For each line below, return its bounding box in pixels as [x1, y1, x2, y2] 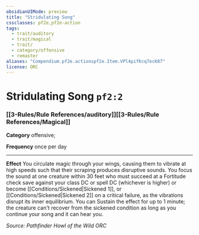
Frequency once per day [6, 143, 67, 150]
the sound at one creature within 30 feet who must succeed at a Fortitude [6, 173, 186, 180]
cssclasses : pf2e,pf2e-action [6, 20, 81, 26]
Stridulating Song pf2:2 [6, 90, 123, 103]
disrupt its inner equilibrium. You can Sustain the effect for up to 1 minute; [6, 198, 185, 205]
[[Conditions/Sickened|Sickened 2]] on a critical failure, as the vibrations [6, 191, 184, 199]
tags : [6, 25, 20, 31]
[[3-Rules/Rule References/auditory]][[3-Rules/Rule [6, 110, 160, 119]
